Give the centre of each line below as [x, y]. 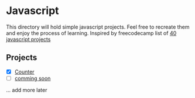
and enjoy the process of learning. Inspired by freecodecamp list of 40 [91, 33]
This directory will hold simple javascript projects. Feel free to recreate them [98, 27]
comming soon [32, 78]
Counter [24, 72]
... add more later [27, 90]
